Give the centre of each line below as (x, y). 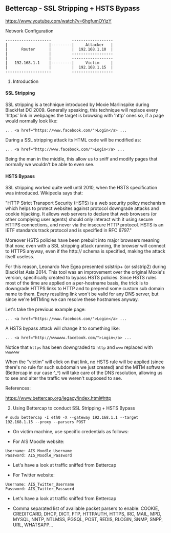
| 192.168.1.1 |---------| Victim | (59, 63)
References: (18, 388)
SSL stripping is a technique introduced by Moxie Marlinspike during (77, 104)
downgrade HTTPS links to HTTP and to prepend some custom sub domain (85, 289)
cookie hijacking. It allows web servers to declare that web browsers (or (81, 214)
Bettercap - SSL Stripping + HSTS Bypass (73, 8)
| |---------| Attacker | (59, 45)
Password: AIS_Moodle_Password (39, 456)
